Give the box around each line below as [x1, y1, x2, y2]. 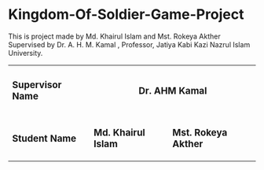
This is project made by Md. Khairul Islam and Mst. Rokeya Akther [8, 31, 222, 41]
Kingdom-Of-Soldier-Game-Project [8, 6, 244, 24]
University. [8, 48, 43, 57]
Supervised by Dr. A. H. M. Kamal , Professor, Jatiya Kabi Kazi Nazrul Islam [8, 39, 251, 49]
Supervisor [12, 79, 62, 91]
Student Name [12, 132, 77, 145]
